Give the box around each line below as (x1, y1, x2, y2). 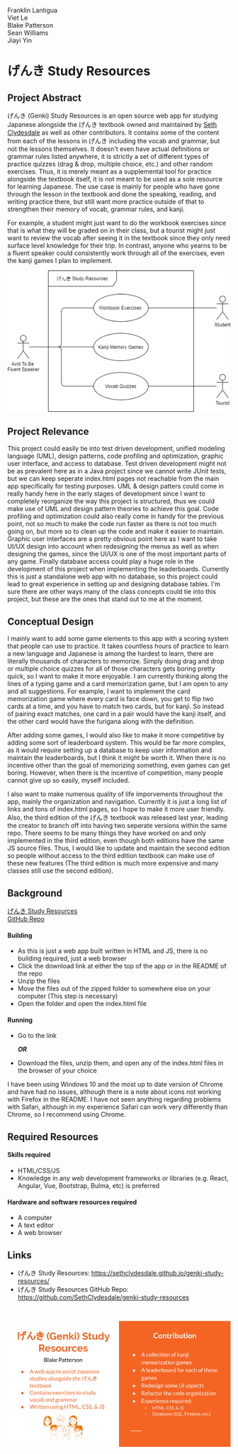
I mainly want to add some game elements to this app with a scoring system (7, 634, 229, 643)
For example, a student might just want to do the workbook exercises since (7, 219, 227, 227)
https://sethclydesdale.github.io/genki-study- (91, 1269, 225, 1277)
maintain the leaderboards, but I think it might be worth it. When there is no (7, 754, 227, 762)
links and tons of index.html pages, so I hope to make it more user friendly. (7, 805, 225, 814)
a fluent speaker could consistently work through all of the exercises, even (7, 249, 225, 257)
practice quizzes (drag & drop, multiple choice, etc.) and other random (7, 160, 213, 168)
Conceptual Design (7, 615, 94, 627)
